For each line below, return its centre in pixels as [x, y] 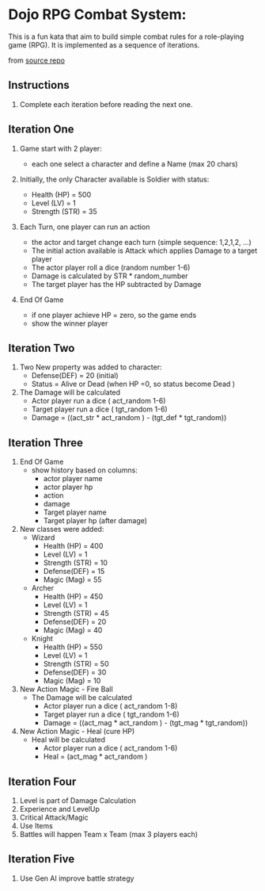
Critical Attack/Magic [54, 817]
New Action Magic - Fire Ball [66, 689]
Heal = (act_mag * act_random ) [95, 757]
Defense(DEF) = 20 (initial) [75, 376]
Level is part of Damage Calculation [78, 801]
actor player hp [68, 487]
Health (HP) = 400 [73, 546]
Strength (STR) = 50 [76, 664]
